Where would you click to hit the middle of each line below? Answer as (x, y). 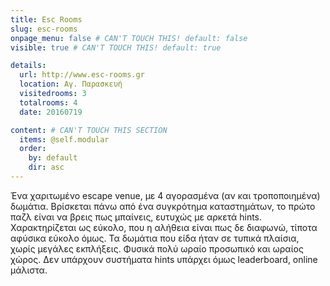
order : (33, 149)
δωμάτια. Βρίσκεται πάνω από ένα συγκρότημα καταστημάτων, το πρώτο (163, 206)
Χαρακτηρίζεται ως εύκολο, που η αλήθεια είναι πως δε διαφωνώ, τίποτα (164, 227)
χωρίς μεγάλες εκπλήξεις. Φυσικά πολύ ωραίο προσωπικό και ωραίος (157, 248)
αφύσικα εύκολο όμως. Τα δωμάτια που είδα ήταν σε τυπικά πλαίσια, (155, 238)
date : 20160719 (51, 112)
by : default (53, 158)
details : (28, 66)
